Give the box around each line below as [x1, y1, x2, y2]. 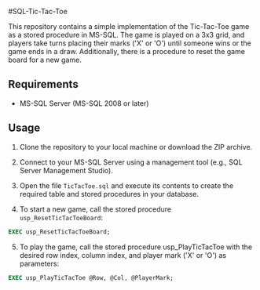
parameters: [19, 259, 60, 268]
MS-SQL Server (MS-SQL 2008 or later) [19, 98, 149, 108]
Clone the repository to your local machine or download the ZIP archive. [19, 142, 253, 151]
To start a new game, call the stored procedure [19, 204, 172, 214]
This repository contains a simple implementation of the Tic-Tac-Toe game [8, 22, 250, 31]
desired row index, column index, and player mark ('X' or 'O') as [19, 250, 226, 259]
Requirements [8, 78, 79, 91]
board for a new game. [8, 55, 82, 64]
